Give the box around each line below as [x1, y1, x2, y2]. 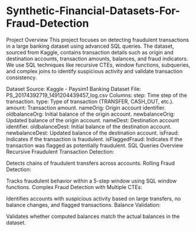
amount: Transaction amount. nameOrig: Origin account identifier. [6, 104, 166, 111]
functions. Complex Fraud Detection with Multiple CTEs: [6, 183, 143, 190]
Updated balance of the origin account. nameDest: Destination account [6, 116, 179, 123]
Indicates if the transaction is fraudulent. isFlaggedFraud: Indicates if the [6, 135, 183, 142]
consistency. [6, 74, 37, 81]
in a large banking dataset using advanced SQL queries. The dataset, [6, 43, 174, 50]
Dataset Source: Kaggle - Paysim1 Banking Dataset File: [6, 85, 142, 92]
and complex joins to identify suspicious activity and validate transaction [6, 67, 183, 74]
